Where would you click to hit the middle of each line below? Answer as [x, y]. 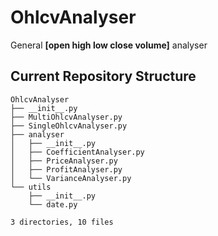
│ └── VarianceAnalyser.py [71, 178]
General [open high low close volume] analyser [109, 45]
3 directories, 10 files [62, 222]
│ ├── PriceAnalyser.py [64, 161]
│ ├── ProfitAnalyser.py [66, 169]
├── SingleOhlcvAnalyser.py [69, 126]
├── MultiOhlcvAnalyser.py [66, 117]
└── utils [31, 187]
